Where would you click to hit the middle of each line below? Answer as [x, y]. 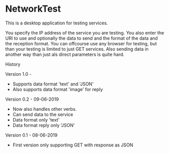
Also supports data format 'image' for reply [58, 89]
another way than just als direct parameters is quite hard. [65, 54]
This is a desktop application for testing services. [57, 23]
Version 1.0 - [19, 74]
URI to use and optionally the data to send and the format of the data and [82, 38]
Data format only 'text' [36, 119]
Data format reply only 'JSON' [44, 125]
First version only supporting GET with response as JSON [73, 145]
